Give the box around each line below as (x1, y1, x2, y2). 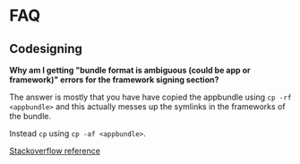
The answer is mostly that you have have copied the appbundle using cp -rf (9, 91, 292, 102)
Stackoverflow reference (9, 145, 101, 156)
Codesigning (9, 41, 82, 56)
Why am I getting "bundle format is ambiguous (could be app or (9, 65, 251, 75)
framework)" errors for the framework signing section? (9, 74, 219, 85)
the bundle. (9, 111, 52, 121)
